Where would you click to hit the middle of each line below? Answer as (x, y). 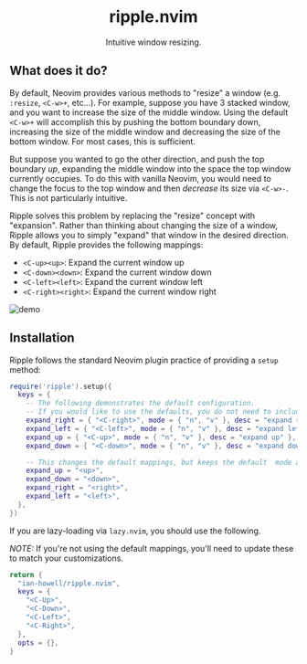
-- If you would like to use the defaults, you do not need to (149, 412)
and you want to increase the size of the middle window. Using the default (149, 112)
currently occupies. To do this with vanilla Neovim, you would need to (140, 178)
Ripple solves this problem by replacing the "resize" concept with (132, 216)
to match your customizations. (66, 558)
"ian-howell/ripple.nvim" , (69, 583)
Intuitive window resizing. (153, 42)
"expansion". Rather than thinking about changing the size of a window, (144, 225)
